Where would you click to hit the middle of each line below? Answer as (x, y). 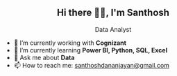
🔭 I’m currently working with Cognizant (70, 43)
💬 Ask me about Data (44, 57)
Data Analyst (113, 29)
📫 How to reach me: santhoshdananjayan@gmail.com (92, 65)
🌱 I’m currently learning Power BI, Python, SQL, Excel (91, 50)
